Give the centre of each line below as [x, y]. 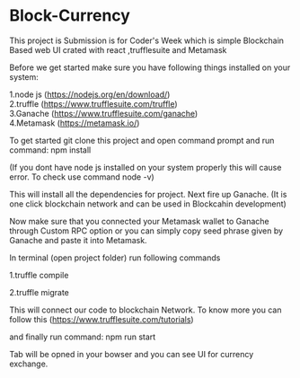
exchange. [29, 364]
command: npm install [50, 150]
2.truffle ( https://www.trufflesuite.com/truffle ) [93, 103]
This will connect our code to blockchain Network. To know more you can [146, 310]
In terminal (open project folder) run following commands [115, 258]
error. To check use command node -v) [82, 177]
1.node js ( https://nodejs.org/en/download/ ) [90, 94]
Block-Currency [70, 16]
